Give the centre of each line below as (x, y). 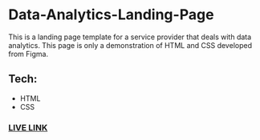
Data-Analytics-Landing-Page (111, 15)
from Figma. (28, 54)
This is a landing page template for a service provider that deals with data (130, 37)
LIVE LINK (28, 127)
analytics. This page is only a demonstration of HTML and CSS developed (130, 45)
